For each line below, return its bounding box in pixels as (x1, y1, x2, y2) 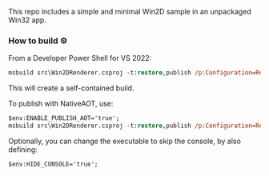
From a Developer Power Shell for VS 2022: (8, 54, 152, 63)
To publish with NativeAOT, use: (8, 99, 114, 109)
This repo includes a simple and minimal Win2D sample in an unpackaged (8, 7, 252, 16)
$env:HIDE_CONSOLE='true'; (8, 160, 98, 168)
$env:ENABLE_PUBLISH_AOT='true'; (8, 114, 120, 122)
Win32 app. (8, 15, 46, 25)
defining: (8, 144, 38, 154)
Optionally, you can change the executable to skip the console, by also (8, 136, 242, 146)
